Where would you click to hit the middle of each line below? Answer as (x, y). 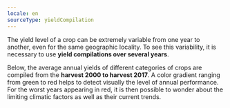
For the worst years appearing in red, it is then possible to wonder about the (115, 89)
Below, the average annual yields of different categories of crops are (105, 67)
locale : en (23, 13)
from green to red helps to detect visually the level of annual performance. (113, 82)
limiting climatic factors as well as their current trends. (84, 96)
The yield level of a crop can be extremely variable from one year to (104, 39)
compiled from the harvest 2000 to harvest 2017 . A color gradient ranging (114, 75)
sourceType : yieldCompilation (51, 20)
